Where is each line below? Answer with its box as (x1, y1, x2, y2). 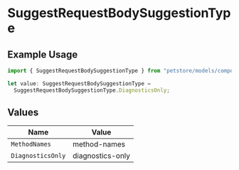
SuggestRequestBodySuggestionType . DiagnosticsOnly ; (14, 87, 171, 94)
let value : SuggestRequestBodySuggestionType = (7, 80, 152, 87)
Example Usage (7, 48, 78, 60)
